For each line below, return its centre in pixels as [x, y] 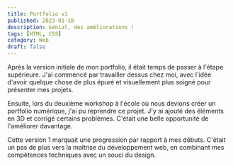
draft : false [27, 47]
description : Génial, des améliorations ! [71, 27]
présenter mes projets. [40, 90]
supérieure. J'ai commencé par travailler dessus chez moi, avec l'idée [109, 74]
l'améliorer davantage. [40, 126]
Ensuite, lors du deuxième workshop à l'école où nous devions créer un [112, 103]
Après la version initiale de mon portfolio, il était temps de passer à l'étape [115, 67]
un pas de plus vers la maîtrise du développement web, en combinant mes [116, 147]
